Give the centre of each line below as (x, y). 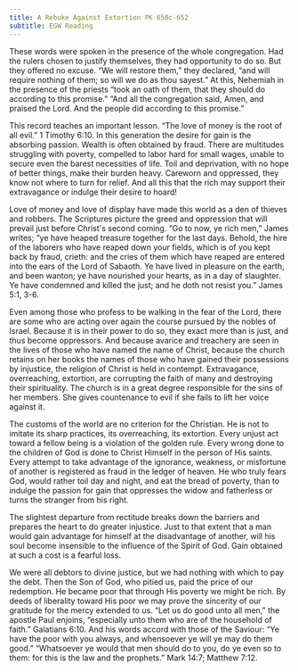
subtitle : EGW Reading (51, 26)
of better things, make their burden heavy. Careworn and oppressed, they (144, 173)
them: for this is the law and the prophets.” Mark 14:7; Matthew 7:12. (133, 658)
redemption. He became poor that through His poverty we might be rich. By (148, 591)
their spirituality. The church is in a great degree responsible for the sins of (146, 387)
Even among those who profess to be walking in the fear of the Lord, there (145, 311)
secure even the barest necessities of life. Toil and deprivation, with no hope (149, 163)
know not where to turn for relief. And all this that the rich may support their (148, 182)
